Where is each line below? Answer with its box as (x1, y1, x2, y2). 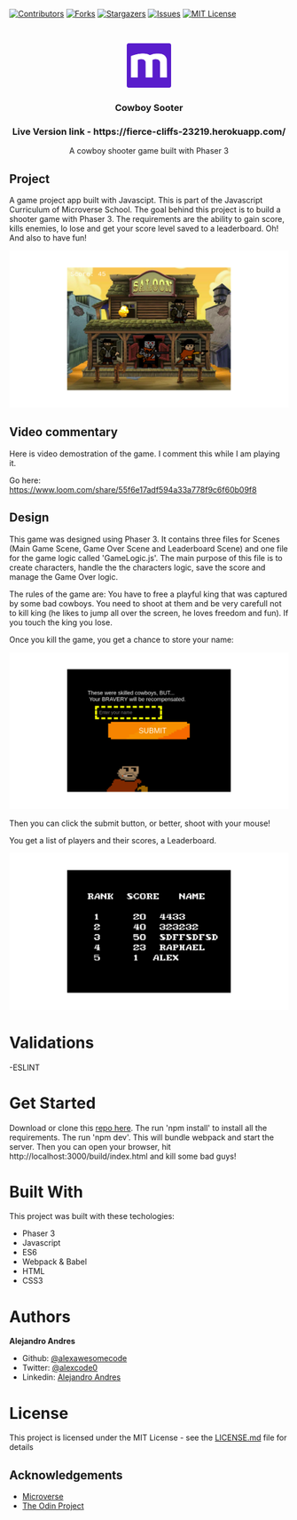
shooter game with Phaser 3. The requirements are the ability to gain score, (9, 214, 285, 225)
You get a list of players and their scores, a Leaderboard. (9, 835, 217, 845)
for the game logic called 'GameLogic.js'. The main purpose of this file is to (9, 552, 283, 563)
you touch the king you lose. (9, 617, 113, 628)
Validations (9, 1033, 95, 1052)
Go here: (9, 475, 42, 486)
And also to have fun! (9, 233, 87, 243)
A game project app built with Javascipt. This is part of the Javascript (9, 195, 263, 206)
